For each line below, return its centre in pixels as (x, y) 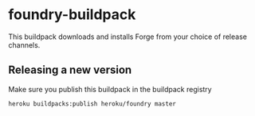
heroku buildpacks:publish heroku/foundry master (92, 104)
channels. (24, 44)
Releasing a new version (70, 70)
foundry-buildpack (72, 15)
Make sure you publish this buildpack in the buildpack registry (110, 89)
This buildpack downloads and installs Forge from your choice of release (127, 37)
